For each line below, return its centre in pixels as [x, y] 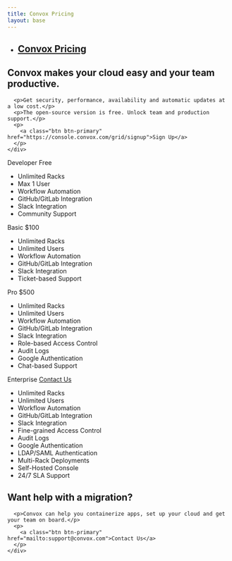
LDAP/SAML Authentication [57, 452]
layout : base [26, 20]
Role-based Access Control [57, 343]
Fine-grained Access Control [60, 430]
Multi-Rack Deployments [53, 460]
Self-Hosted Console [48, 468]
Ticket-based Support [50, 278]
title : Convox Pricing [41, 14]
